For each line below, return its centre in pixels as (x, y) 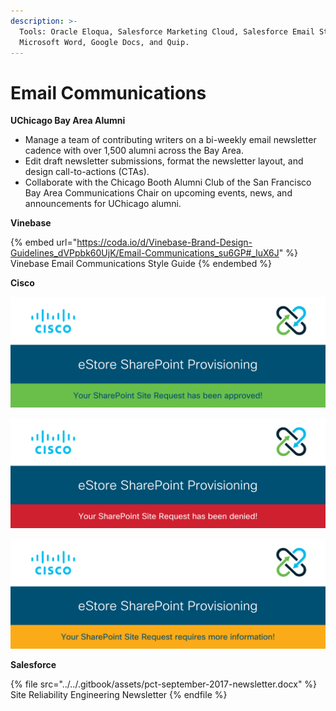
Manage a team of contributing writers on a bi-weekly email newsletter (170, 140)
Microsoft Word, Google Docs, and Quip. (104, 42)
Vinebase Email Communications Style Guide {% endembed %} (141, 264)
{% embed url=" (44, 242)
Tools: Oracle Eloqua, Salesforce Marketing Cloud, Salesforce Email (167, 31)
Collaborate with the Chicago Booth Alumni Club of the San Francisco (168, 182)
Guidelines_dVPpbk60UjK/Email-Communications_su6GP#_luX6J (145, 253)
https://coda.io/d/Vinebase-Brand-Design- (164, 242)
